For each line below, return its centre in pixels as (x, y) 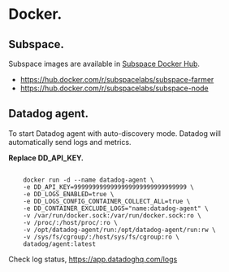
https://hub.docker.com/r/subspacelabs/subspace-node (114, 88)
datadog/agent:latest (59, 244)
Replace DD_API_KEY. (46, 158)
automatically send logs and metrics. (70, 142)
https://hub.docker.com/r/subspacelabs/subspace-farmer (117, 79)
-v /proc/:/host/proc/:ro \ (70, 222)
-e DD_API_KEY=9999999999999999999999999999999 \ (109, 187)
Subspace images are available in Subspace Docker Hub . (104, 64)
